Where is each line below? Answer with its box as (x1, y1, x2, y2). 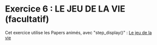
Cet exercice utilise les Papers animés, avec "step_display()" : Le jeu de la (5, 30, 152, 35)
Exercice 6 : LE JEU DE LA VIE (5, 3, 126, 15)
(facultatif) (5, 14, 49, 25)
